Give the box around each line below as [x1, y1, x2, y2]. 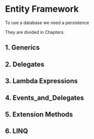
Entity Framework [5, 3, 79, 15]
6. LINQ [5, 127, 28, 136]
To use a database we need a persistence [5, 20, 90, 26]
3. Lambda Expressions [5, 77, 78, 85]
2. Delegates [5, 60, 45, 68]
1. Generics [5, 43, 40, 52]
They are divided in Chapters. [5, 29, 65, 35]
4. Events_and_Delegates [5, 93, 84, 102]
